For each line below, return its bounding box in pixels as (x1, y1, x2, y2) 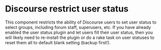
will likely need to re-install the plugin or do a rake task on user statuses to (5, 35, 155, 40)
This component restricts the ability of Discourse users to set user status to (5, 19, 157, 25)
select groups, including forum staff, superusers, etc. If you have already (5, 24, 151, 30)
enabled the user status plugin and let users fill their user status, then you (5, 29, 153, 35)
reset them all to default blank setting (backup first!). (5, 39, 111, 45)
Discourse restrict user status (5, 3, 129, 14)
